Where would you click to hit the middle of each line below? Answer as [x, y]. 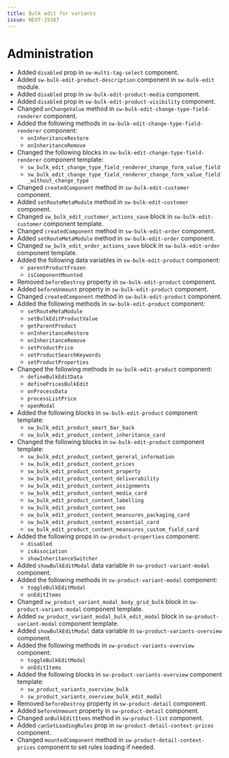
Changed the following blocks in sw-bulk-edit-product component [111, 442]
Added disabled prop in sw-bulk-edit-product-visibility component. [116, 102]
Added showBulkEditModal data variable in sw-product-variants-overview [119, 631]
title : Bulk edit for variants [52, 13]
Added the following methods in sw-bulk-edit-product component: [111, 304]
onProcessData [47, 392]
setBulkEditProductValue [63, 319]
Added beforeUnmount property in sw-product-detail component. [108, 711]
